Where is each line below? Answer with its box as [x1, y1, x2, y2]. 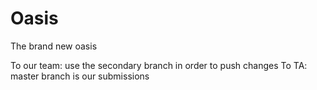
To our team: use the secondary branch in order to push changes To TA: [10, 59, 308, 71]
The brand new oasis [10, 40, 98, 52]
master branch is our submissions [10, 70, 150, 82]
